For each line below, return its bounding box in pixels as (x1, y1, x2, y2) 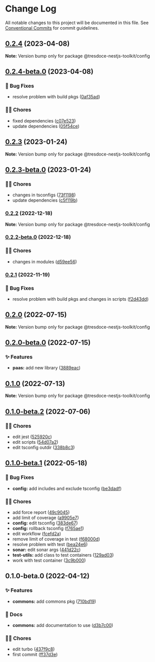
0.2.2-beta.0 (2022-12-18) (5, 234, 71, 241)
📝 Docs (5, 611, 23, 618)
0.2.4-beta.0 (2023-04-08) (5, 67, 93, 76)
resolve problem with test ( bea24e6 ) (12, 541, 88, 547)
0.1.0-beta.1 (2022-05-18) (5, 459, 87, 467)
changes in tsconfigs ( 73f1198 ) (12, 192, 76, 198)
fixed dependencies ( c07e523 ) (12, 117, 76, 123)
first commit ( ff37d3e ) (12, 651, 58, 657)
